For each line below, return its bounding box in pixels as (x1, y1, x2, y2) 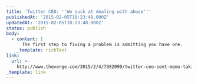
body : (6, 31, 19, 37)
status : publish (6, 25, 46, 31)
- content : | (11, 36, 44, 42)
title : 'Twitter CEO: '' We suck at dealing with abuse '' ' (6, 8, 151, 15)
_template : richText (16, 47, 67, 53)
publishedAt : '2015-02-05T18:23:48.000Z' (6, 14, 110, 20)
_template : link (6, 69, 46, 75)
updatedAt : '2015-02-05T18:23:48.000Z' (6, 20, 104, 25)
